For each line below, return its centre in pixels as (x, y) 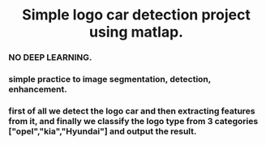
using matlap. (136, 32)
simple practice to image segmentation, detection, (109, 79)
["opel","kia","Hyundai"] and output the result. (103, 131)
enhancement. (38, 89)
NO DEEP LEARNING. (50, 58)
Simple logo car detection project (136, 15)
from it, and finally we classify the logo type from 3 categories (133, 121)
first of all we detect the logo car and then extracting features (132, 111)
